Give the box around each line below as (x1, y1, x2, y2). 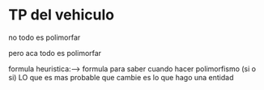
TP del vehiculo (8, 6, 115, 24)
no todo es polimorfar (8, 32, 81, 42)
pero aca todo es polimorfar (8, 48, 102, 58)
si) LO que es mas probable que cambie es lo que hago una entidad (8, 72, 234, 82)
